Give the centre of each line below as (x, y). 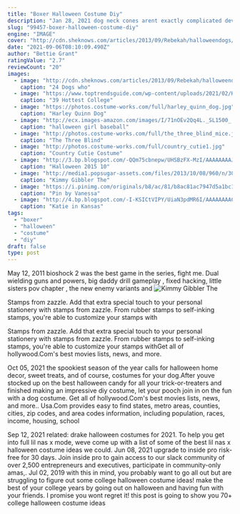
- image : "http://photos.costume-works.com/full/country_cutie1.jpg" (119, 147)
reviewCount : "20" (35, 67)
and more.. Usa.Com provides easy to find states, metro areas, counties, (114, 406)
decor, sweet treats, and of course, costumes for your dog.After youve (111, 376)
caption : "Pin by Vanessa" (60, 193)
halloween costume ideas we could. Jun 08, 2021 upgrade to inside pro (112, 450)
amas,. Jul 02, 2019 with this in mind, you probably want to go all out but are (120, 473)
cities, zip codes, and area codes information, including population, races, (116, 413)
